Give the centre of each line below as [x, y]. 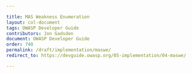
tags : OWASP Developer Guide [43, 28]
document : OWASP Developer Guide [48, 39]
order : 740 [20, 45]
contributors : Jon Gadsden [40, 33]
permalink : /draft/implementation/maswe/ [59, 50]
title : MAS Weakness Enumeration [48, 17]
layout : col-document [33, 22]
